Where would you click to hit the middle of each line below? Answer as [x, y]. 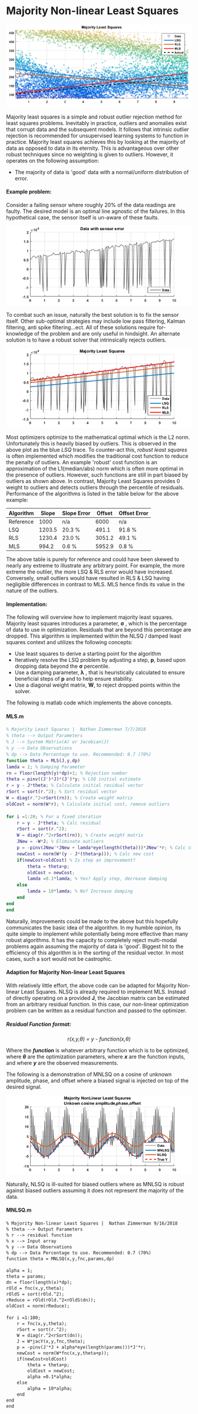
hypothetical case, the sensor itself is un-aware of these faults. [83, 218]
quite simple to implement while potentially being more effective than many [97, 934]
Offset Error [133, 513]
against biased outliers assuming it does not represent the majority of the [95, 1190]
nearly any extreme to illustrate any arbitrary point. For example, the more [95, 566]
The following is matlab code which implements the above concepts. [89, 703]
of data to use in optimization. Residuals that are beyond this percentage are [99, 630]
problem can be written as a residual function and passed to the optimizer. [96, 1011]
